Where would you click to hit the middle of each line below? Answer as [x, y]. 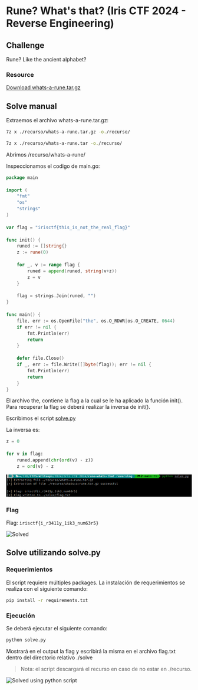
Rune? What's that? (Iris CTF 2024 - [96, 11]
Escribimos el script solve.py [41, 418]
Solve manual [32, 106]
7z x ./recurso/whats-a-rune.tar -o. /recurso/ [64, 143]
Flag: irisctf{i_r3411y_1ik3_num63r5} [52, 523]
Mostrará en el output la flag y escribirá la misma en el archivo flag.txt [91, 651]
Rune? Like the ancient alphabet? [46, 59]
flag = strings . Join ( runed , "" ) [56, 296]
